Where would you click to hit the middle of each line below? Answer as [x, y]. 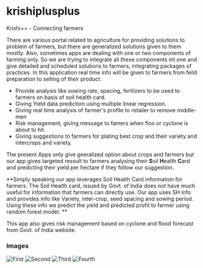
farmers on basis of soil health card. [60, 97]
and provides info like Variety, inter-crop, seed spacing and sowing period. [100, 198]
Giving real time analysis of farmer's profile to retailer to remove [95, 110]
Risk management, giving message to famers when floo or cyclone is [102, 123]
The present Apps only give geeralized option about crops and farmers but [100, 154]
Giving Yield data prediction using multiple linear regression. [91, 103]
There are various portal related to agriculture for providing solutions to [96, 40]
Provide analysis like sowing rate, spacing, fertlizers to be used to [98, 90]
